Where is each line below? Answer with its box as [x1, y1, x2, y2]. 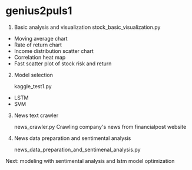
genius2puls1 [5, 4, 72, 18]
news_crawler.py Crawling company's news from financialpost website [14, 123, 187, 130]
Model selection [14, 71, 54, 78]
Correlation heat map [14, 54, 66, 61]
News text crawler [14, 112, 59, 119]
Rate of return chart [14, 41, 62, 48]
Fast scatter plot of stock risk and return [14, 60, 112, 67]
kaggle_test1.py [14, 82, 52, 89]
